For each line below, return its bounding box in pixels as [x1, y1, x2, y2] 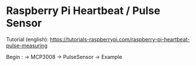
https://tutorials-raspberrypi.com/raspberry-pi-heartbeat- [49, 36, 190, 43]
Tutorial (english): [6, 36, 49, 43]
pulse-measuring [6, 42, 48, 49]
